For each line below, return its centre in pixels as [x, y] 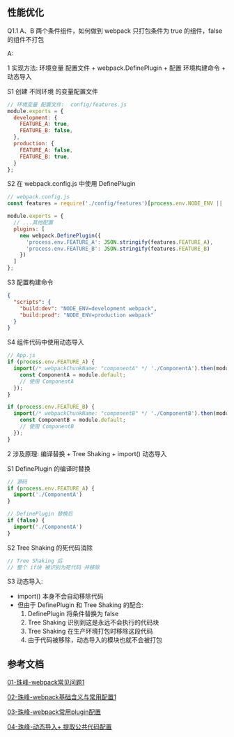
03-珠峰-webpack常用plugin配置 [54, 712]
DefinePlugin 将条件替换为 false [73, 614]
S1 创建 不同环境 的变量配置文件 [53, 91]
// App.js [22, 356]
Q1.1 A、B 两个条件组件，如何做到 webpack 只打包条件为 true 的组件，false [115, 31]
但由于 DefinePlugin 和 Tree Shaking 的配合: [80, 605]
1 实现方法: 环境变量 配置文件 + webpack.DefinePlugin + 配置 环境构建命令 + [117, 68]
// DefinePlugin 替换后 [40, 514]
